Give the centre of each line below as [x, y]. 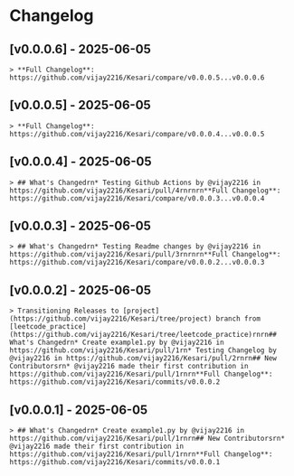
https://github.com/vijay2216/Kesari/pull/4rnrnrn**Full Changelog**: [145, 191]
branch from [238, 319]
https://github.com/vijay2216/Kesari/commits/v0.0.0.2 [115, 382]
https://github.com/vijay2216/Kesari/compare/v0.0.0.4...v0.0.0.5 [137, 134]
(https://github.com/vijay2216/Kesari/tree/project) [111, 319]
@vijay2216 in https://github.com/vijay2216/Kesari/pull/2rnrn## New [143, 359]
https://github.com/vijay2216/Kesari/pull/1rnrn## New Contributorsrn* [147, 439]
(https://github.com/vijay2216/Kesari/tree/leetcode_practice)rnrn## [143, 335]
